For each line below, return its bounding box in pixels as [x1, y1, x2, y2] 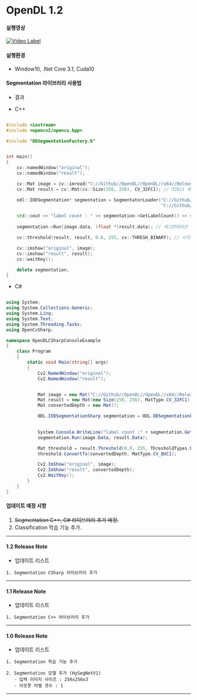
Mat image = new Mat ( [37, 392, 91, 397]
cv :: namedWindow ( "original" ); [16, 165, 91, 171]
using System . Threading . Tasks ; [6, 321, 83, 327]
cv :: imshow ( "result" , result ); [16, 251, 93, 257]
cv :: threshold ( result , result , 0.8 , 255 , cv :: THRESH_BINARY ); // [16, 235, 180, 241]
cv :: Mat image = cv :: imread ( [16, 181, 88, 187]
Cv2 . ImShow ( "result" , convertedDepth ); [37, 467, 135, 473]
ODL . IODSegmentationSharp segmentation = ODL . [37, 413, 154, 419]
